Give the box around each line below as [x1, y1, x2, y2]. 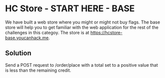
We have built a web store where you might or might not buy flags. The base [5, 19, 160, 25]
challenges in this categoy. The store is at [5, 29, 90, 35]
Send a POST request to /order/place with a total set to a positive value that [5, 62, 159, 68]
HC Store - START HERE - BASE [5, 3, 135, 14]
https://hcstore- [90, 29, 123, 35]
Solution [5, 49, 32, 57]
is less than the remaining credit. [5, 67, 71, 73]
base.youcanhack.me [5, 35, 49, 41]
